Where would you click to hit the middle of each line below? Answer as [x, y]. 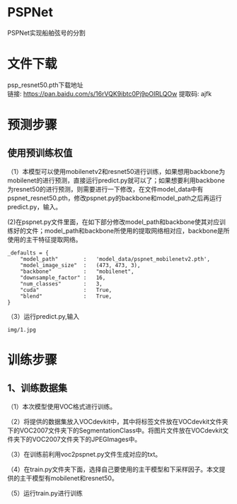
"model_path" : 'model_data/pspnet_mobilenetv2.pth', [115, 259]
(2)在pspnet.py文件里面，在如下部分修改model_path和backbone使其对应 [114, 222]
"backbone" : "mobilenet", [77, 271]
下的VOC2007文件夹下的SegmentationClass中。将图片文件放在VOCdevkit [115, 430]
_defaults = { [28, 253]
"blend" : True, [66, 296]
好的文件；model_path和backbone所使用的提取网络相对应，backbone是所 [121, 230]
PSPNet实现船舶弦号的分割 [47, 33]
